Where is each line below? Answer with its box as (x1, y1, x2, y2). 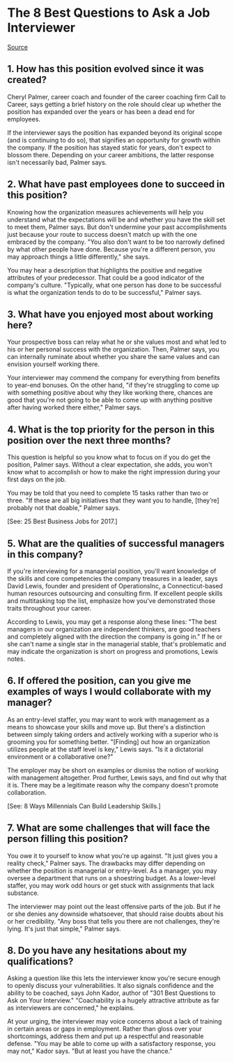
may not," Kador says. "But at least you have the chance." (7, 1047, 173, 1056)
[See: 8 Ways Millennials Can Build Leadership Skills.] (7, 801, 162, 810)
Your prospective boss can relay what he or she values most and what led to (7, 337, 226, 347)
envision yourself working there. (7, 360, 100, 368)
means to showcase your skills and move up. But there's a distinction (7, 722, 205, 731)
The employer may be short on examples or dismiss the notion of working (7, 766, 219, 774)
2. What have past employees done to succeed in (7, 178, 225, 190)
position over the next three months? (7, 435, 171, 446)
